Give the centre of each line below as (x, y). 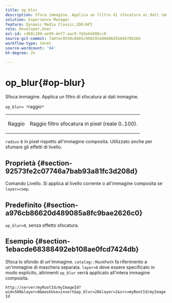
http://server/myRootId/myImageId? (43, 287)
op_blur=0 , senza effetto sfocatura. (42, 225)
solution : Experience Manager (38, 19)
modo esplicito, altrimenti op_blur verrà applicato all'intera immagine (78, 272)
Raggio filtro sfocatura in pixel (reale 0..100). (84, 124)
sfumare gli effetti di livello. (34, 147)
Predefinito (24, 205)
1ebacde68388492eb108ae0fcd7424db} (72, 250)
